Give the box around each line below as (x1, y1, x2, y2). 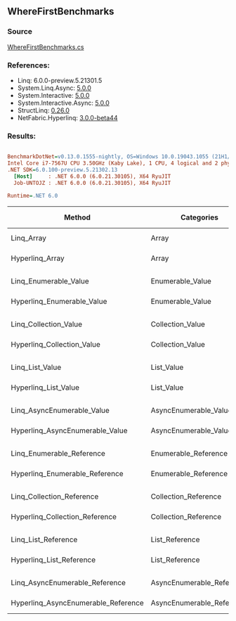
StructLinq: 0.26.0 (17, 105, 70, 115)
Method (64, 212, 91, 222)
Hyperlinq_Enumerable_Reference (11, 468, 124, 478)
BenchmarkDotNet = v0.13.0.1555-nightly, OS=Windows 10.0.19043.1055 (7, 153, 209, 160)
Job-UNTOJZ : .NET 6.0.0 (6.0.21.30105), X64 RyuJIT (13, 179, 171, 186)
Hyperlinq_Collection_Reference (11, 511, 117, 521)
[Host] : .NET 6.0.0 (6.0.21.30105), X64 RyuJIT (13, 172, 171, 180)
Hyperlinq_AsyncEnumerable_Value (11, 425, 128, 435)
